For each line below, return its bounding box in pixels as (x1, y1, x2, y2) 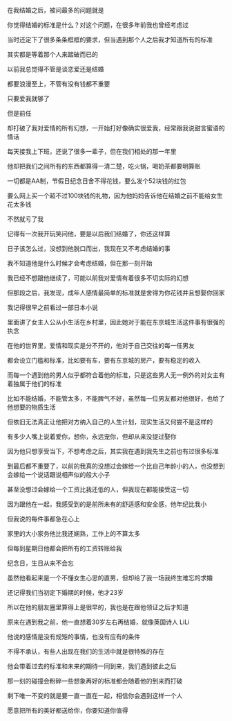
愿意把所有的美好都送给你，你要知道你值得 (7, 706, 128, 714)
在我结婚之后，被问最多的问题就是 (7, 6, 104, 14)
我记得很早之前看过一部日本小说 (7, 304, 98, 311)
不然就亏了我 (7, 215, 43, 223)
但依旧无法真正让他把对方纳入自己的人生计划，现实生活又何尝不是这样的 (7, 418, 213, 426)
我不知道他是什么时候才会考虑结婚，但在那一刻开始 (7, 259, 153, 267)
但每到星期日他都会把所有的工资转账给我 (7, 544, 122, 553)
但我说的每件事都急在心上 (7, 515, 80, 523)
